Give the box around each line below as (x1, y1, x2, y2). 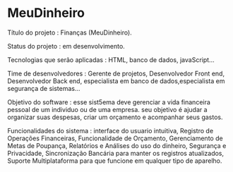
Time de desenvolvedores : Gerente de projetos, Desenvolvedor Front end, (7, 69, 225, 78)
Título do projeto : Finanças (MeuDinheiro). (7, 28, 132, 37)
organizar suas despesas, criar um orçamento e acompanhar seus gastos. (7, 113, 223, 121)
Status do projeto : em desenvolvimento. (7, 42, 125, 50)
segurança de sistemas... (7, 84, 80, 92)
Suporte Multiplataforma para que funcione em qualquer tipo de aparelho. (7, 156, 222, 165)
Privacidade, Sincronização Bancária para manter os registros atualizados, (7, 149, 225, 157)
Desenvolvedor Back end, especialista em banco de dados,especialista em (7, 76, 225, 85)
